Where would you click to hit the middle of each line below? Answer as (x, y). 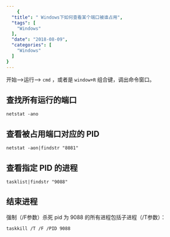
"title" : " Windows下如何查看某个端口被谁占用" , (67, 17)
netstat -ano (22, 114)
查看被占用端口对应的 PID (53, 134)
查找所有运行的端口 (41, 100)
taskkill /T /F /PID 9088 (38, 228)
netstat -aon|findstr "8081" (42, 148)
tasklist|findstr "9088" (37, 182)
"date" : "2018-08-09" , (40, 39)
